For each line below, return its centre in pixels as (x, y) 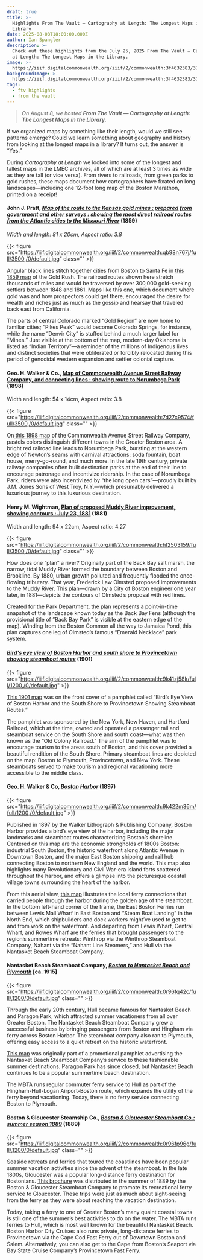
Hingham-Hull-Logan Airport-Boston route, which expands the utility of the (100, 1090)
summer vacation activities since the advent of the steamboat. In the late (97, 1168)
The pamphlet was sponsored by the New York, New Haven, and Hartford (98, 721)
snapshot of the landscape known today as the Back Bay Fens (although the (101, 613)
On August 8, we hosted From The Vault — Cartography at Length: (106, 113)
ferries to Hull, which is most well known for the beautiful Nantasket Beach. (100, 1225)
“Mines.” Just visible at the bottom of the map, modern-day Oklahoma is (96, 340)
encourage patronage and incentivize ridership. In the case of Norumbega (99, 474)
